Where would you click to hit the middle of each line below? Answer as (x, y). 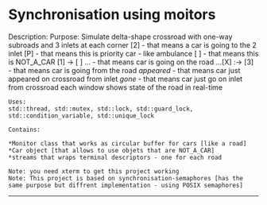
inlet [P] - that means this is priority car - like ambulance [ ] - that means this (133, 53)
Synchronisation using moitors (112, 15)
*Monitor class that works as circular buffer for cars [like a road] (128, 143)
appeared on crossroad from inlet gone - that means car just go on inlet (126, 79)
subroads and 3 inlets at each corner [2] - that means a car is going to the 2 (132, 44)
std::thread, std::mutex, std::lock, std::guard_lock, (101, 109)
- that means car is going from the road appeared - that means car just (124, 70)
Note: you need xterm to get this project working (94, 171)
